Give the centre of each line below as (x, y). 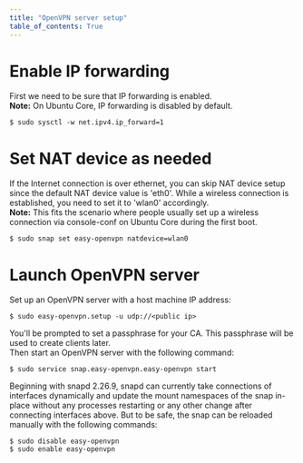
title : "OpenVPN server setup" (68, 18)
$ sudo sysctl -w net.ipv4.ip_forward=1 (87, 123)
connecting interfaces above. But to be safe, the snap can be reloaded (141, 415)
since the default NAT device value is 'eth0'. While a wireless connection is (149, 193)
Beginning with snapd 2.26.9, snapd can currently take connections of (141, 386)
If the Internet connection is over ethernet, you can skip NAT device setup (147, 183)
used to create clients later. (60, 343)
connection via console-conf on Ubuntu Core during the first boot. (133, 222)
